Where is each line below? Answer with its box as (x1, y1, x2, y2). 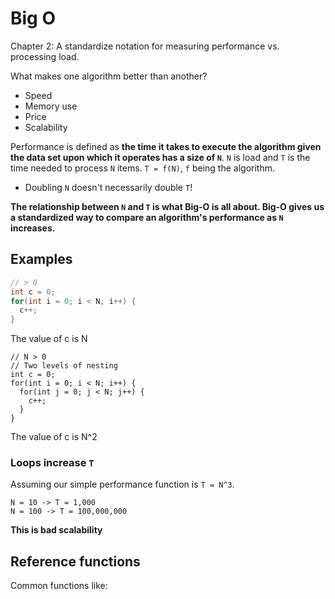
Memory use (24, 100, 78, 112)
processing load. (10, 50, 80, 62)
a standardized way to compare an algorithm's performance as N (10, 211, 284, 223)
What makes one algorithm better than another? (10, 70, 208, 82)
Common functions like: (10, 580, 108, 592)
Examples (10, 251, 73, 268)
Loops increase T (10, 456, 95, 470)
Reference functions (10, 553, 141, 570)
